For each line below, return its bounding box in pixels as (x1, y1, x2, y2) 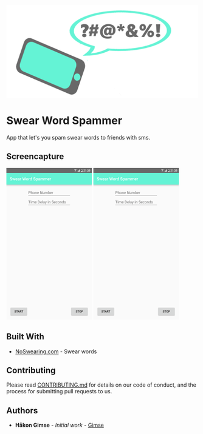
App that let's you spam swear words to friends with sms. (6, 134, 151, 141)
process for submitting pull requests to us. (6, 388, 112, 395)
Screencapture (6, 151, 64, 162)
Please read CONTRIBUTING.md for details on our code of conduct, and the (6, 381, 196, 388)
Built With (6, 331, 44, 342)
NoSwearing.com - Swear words (15, 348, 97, 355)
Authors (6, 405, 38, 416)
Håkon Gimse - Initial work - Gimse (15, 421, 105, 429)
